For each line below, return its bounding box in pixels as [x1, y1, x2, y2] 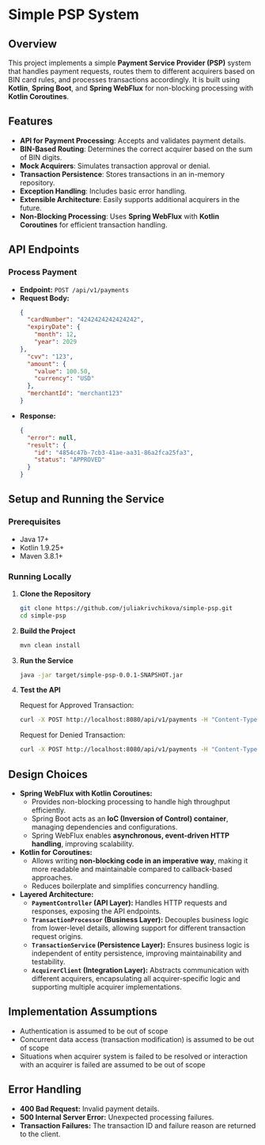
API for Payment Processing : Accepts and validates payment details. [19, 135, 247, 145]
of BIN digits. [19, 152, 62, 162]
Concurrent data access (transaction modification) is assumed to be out [19, 1034, 255, 1044]
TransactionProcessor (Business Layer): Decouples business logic [31, 915, 249, 925]
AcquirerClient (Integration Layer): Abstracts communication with [31, 965, 249, 975]
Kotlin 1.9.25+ [19, 543, 65, 552]
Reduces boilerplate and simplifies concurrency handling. [31, 881, 219, 891]
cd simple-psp [19, 612, 66, 620]
